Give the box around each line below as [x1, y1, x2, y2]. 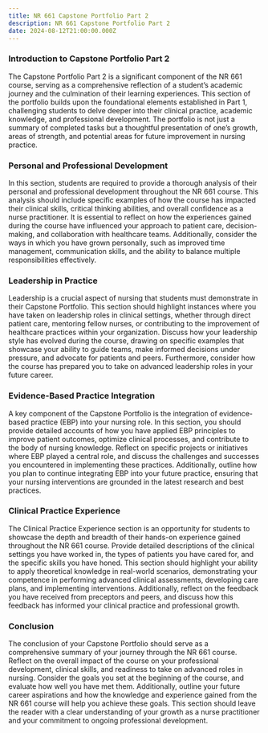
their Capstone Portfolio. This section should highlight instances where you [8, 302, 257, 312]
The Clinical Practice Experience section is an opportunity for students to [8, 523, 250, 533]
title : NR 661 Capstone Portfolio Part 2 [8, 11, 149, 20]
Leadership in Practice [8, 275, 98, 286]
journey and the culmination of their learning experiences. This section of [8, 88, 251, 98]
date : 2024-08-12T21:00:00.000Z [8, 27, 116, 35]
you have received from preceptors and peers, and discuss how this [8, 592, 234, 601]
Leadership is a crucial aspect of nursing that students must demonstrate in [8, 293, 258, 303]
